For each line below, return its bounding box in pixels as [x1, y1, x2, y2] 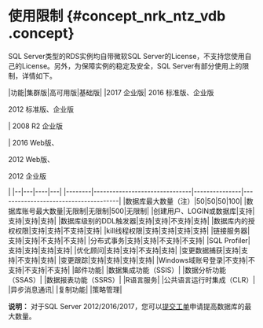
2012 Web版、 [8, 154, 55, 164]
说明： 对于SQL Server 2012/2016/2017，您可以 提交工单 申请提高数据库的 [8, 301, 245, 311]
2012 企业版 [8, 171, 47, 181]
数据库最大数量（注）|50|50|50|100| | [125, 196, 247, 205]
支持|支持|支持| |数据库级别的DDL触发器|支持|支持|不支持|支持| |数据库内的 [8, 216, 249, 225]
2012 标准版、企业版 [8, 104, 75, 114]
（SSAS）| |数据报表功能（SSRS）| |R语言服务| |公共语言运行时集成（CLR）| [8, 275, 256, 284]
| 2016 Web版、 [8, 138, 59, 147]
